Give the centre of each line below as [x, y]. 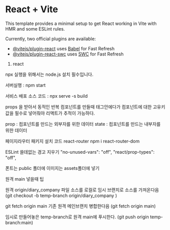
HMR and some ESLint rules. [35, 28]
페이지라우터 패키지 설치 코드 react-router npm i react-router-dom [73, 141]
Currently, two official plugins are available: [51, 39]
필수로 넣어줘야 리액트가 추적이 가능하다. [55, 113]
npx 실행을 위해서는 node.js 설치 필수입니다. [49, 74]
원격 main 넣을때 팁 [25, 179]
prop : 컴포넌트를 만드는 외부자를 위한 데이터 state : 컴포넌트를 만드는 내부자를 [83, 124]
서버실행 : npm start [25, 85]
